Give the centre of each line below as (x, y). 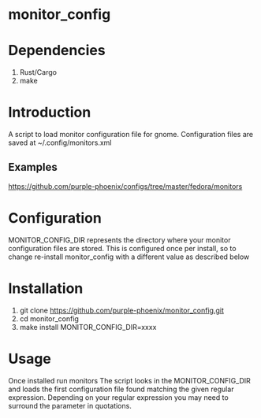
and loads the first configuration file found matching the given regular (121, 389)
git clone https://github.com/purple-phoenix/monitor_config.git (122, 310)
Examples (33, 167)
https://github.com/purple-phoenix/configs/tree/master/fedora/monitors (125, 186)
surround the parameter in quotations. (70, 405)
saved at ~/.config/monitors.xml (60, 142)
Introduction (50, 113)
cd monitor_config (49, 318)
